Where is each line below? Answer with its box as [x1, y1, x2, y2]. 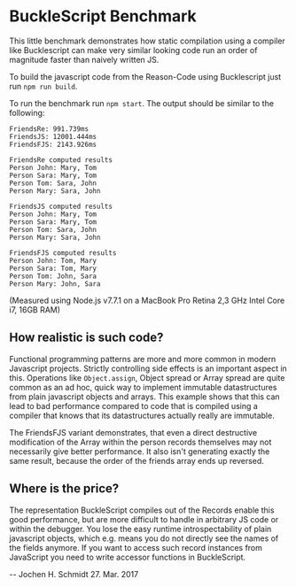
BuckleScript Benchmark [9, 6, 197, 27]
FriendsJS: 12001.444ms [9, 132, 97, 141]
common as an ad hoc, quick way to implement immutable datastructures [9, 382, 277, 392]
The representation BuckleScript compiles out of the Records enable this [9, 505, 275, 515]
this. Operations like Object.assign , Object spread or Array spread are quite [9, 372, 285, 382]
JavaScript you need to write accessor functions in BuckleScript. [9, 552, 246, 562]
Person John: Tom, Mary [9, 256, 97, 265]
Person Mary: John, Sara [9, 279, 101, 289]
